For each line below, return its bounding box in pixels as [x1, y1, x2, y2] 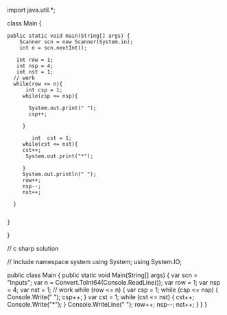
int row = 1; [16, 56, 53, 63]
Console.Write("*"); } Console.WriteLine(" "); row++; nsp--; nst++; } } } [7, 301, 208, 308]
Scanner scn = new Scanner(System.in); [19, 39, 134, 45]
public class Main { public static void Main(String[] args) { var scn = [7, 271, 198, 279]
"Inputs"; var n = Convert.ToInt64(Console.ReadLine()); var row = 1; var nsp [7, 279, 221, 286]
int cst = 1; [32, 135, 72, 142]
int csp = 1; [25, 87, 63, 94]
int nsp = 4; [16, 63, 53, 69]
